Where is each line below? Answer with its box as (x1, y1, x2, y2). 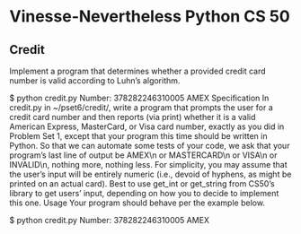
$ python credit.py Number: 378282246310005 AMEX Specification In (9, 92, 270, 103)
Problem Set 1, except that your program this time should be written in (9, 131, 268, 141)
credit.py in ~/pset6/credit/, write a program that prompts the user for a (9, 102, 274, 113)
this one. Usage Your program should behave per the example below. (9, 197, 265, 208)
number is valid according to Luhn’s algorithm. (9, 75, 181, 86)
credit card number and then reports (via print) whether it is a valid (9, 112, 256, 122)
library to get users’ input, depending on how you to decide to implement (9, 188, 279, 198)
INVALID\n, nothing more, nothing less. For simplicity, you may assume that (9, 160, 288, 169)
